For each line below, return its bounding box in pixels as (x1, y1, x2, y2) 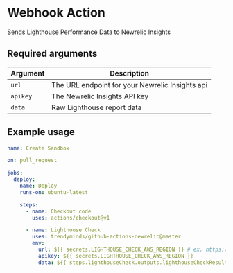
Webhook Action (7, 5, 105, 21)
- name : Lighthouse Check (25, 227, 101, 234)
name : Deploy (19, 182, 58, 190)
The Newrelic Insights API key (51, 91, 149, 101)
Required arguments (7, 48, 98, 60)
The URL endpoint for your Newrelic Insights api (51, 80, 208, 89)
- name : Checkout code (25, 208, 92, 215)
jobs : (7, 170, 23, 177)
